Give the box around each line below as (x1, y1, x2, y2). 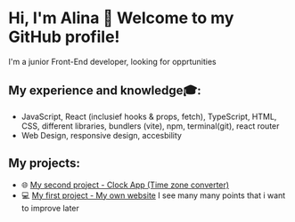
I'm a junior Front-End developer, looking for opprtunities (8, 56, 217, 67)
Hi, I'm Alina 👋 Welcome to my (8, 8, 234, 28)
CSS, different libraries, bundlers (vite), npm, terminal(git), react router (20, 120, 280, 131)
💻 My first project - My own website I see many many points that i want (20, 190, 286, 201)
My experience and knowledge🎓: (8, 83, 201, 99)
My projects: (8, 155, 81, 171)
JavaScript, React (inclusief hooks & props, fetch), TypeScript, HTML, (20, 111, 277, 122)
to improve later (20, 202, 79, 213)
